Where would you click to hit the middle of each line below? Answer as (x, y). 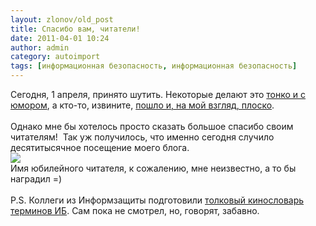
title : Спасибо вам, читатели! (75, 29)
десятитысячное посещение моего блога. (100, 147)
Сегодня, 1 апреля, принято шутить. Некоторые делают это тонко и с (158, 94)
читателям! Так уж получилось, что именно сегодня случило (142, 137)
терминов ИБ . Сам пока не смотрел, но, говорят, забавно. (135, 210)
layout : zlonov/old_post (62, 19)
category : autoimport (55, 57)
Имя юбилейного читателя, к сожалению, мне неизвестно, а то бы (153, 168)
